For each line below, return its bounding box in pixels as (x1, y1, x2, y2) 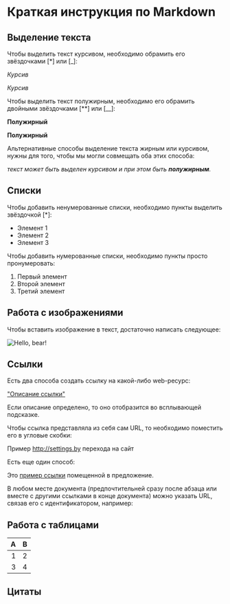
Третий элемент (16, 287, 65, 295)
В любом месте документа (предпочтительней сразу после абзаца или (7, 484, 218, 493)
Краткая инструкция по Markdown (7, 4, 216, 20)
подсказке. (7, 411, 40, 419)
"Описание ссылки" (7, 390, 66, 398)
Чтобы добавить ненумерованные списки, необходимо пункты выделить (7, 203, 223, 211)
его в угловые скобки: (7, 431, 72, 440)
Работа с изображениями (7, 307, 124, 319)
